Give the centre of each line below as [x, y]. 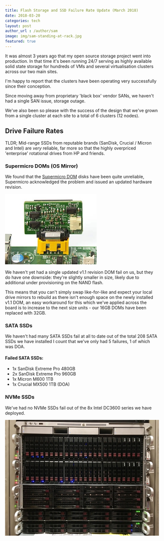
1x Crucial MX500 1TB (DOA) [41, 384]
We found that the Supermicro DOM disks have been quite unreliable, [75, 176]
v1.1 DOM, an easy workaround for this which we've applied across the [76, 302]
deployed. [15, 413]
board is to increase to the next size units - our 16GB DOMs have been [76, 307]
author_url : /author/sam [31, 31]
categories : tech [23, 21]
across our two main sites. [31, 72]
